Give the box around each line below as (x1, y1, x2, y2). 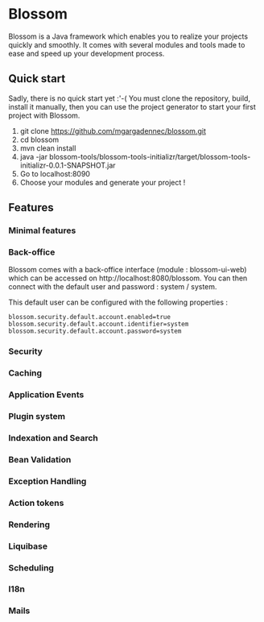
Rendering (8, 519, 51, 530)
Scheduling (8, 562, 55, 573)
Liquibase (8, 541, 48, 552)
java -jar (19, 151, 48, 161)
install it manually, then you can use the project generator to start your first (8, 102, 256, 111)
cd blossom (19, 135, 60, 144)
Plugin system (8, 411, 66, 422)
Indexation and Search (8, 432, 99, 443)
